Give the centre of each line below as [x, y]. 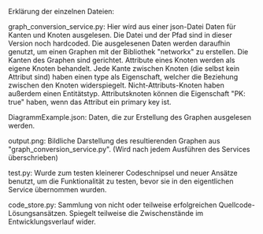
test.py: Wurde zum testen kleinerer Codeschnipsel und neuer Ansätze [123, 173]
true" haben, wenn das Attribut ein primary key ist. [90, 102]
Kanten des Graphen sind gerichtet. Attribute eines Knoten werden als [122, 60]
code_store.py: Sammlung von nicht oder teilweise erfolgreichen [113, 205]
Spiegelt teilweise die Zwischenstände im [137, 213]
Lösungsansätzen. [38, 213]
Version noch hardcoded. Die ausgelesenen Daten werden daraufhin [119, 43]
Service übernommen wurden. [57, 189]
